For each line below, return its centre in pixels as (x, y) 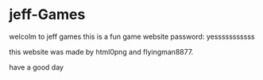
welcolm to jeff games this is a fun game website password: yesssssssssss (132, 36)
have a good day (37, 67)
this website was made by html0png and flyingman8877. (101, 51)
